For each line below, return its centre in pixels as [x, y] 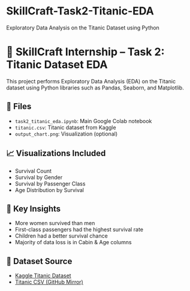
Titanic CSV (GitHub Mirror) [49, 282]
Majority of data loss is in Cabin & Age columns [73, 242]
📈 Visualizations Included [56, 153]
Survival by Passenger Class [50, 184]
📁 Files [19, 106]
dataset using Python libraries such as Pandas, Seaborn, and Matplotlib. [95, 88]
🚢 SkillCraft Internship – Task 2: [85, 52]
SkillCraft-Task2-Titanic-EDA [80, 11]
